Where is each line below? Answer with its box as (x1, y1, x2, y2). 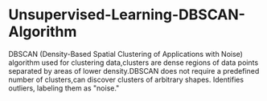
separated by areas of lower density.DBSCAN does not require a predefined (8, 66, 260, 75)
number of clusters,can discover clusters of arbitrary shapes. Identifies (8, 75, 244, 84)
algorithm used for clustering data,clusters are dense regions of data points (8, 58, 259, 67)
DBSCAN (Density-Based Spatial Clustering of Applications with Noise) (8, 49, 244, 59)
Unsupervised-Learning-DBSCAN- (8, 6, 245, 24)
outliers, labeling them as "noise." (8, 83, 120, 93)
